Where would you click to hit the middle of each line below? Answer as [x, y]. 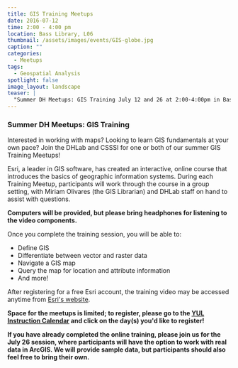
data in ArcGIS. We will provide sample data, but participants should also [117, 350]
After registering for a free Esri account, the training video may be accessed [118, 292]
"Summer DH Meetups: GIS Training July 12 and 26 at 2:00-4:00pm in [117, 100]
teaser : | [22, 93]
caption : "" [25, 47]
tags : [15, 67]
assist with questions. [39, 199]
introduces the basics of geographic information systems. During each [110, 177]
